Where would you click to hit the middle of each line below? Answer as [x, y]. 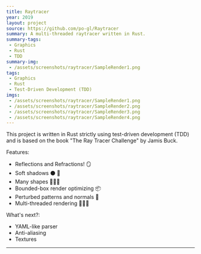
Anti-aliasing [31, 233]
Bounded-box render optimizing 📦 [58, 188]
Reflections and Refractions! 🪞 [53, 164]
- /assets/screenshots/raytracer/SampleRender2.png [74, 106]
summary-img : [22, 62]
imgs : [13, 95]
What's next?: [23, 215]
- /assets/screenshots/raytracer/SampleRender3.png [74, 112]
